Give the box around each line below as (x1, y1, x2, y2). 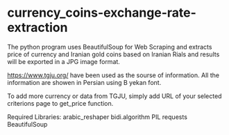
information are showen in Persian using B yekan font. (7, 78, 162, 86)
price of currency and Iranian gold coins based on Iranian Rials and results (7, 50, 220, 58)
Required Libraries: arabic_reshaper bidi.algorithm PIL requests (7, 113, 187, 121)
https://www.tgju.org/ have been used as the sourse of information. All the (7, 71, 220, 79)
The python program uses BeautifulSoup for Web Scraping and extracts (7, 42, 212, 51)
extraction (7, 19, 68, 35)
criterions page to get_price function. (7, 99, 114, 107)
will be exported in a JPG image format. (7, 57, 120, 65)
